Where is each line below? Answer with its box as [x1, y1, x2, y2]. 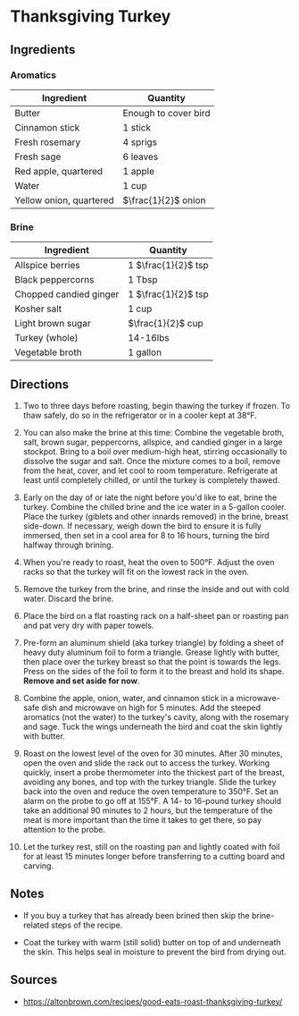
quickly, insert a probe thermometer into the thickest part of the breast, [22, 766, 285, 777]
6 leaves [122, 150, 159, 163]
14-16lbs [127, 332, 170, 344]
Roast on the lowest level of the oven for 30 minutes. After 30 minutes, [22, 748, 283, 758]
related [22, 919, 50, 930]
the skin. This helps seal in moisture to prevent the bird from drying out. [22, 946, 287, 957]
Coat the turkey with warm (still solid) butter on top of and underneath [22, 936, 281, 947]
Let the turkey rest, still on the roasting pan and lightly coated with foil [22, 841, 280, 851]
